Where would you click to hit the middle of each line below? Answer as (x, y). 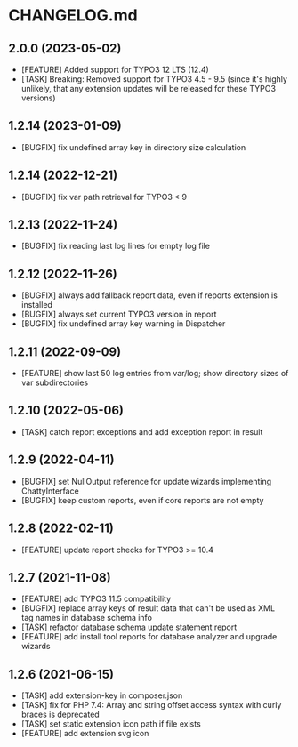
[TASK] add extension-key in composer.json (102, 695)
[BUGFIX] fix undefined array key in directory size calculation (133, 147)
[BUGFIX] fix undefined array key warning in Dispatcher (123, 324)
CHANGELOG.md (73, 16)
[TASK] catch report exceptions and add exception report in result (142, 431)
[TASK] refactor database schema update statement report (129, 627)
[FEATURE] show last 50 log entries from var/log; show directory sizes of (155, 373)
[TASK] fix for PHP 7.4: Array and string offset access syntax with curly (151, 705)
